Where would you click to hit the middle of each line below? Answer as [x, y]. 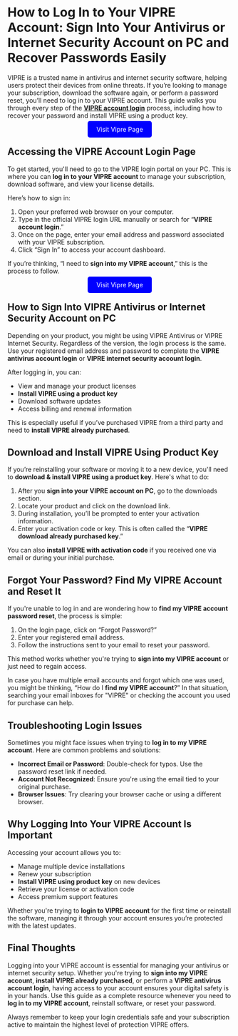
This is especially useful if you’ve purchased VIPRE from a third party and [115, 422]
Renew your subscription [54, 873]
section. [30, 498]
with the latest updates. [42, 925]
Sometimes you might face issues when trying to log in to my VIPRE [107, 743]
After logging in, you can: [45, 372]
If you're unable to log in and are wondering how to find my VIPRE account [118, 609]
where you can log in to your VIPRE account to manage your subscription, [117, 176]
